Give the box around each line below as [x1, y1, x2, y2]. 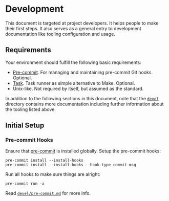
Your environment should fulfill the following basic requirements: [5, 59, 142, 65]
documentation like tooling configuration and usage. [5, 31, 115, 37]
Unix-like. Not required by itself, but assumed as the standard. [12, 85, 144, 92]
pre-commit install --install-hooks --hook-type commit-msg [5, 162, 137, 168]
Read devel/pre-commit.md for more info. [5, 190, 91, 196]
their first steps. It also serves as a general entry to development [5, 25, 142, 31]
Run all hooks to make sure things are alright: [5, 171, 101, 177]
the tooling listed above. [5, 106, 56, 113]
